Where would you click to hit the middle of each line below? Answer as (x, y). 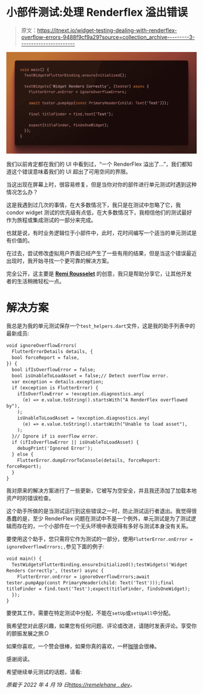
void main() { (24, 559)
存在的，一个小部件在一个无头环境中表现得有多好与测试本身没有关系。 (104, 526)
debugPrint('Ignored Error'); (55, 449)
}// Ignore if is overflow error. (55, 436)
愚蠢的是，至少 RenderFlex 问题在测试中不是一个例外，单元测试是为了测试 (99, 519)
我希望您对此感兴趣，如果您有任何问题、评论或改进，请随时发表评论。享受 (99, 626)
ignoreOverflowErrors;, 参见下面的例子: (55, 546)
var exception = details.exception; (58, 382)
